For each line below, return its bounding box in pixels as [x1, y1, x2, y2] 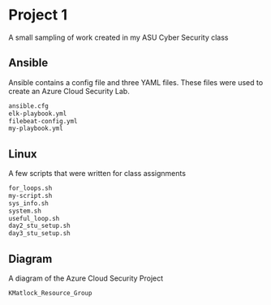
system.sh [8, 207, 42, 215]
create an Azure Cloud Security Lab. [8, 86, 130, 96]
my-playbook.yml [8, 124, 63, 133]
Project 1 [8, 6, 67, 24]
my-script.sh [8, 191, 53, 200]
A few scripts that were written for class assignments [8, 169, 187, 178]
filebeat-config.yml [8, 117, 79, 125]
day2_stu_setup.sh [8, 221, 71, 230]
